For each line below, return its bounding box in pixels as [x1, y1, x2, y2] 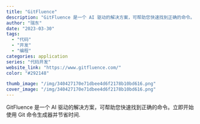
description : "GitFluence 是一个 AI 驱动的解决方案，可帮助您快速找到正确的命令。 [6, 14, 195, 20]
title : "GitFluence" [6, 8, 58, 15]
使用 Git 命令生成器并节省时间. [6, 111, 81, 118]
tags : [6, 31, 20, 37]
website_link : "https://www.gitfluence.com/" [6, 64, 121, 71]
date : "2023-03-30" [6, 25, 55, 32]
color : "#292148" [6, 70, 50, 76]
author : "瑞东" [6, 20, 42, 26]
